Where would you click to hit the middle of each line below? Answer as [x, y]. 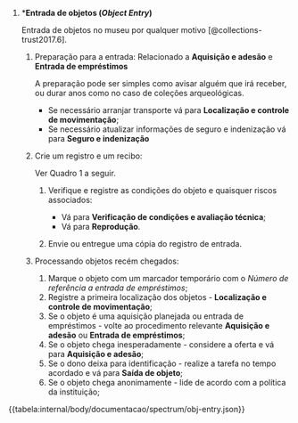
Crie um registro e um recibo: [88, 156]
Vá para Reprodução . [101, 227]
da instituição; [74, 392]
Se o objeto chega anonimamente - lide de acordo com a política [167, 382]
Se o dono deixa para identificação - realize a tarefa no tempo [162, 363]
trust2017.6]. [44, 40]
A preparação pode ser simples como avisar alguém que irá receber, [161, 83]
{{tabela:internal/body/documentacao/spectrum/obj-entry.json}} [127, 409]
